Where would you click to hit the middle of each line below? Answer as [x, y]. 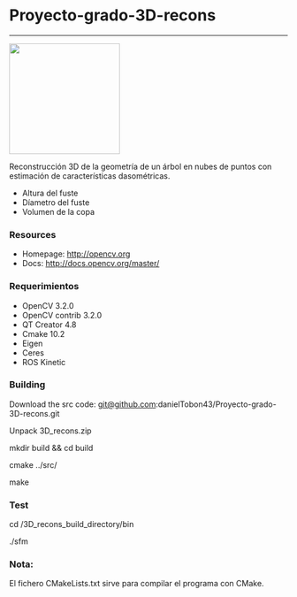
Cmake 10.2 [43, 333]
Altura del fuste [50, 193]
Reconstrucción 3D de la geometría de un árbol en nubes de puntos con [141, 166]
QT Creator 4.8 [49, 325]
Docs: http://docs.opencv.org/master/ [91, 264]
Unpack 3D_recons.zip [50, 431]
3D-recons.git [34, 413]
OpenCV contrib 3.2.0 [62, 315]
